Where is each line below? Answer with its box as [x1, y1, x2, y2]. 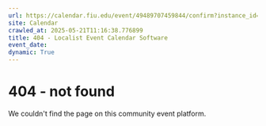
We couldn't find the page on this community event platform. [8, 109, 207, 118]
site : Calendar [8, 19, 59, 27]
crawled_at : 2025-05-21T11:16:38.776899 [8, 26, 144, 34]
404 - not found [8, 82, 115, 101]
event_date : [8, 41, 47, 49]
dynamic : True [8, 48, 55, 56]
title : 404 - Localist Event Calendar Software [8, 33, 169, 42]
